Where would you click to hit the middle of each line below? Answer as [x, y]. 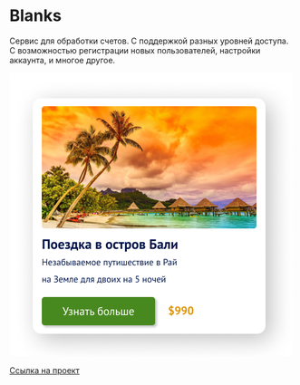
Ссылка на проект [44, 370]
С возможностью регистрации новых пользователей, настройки [135, 50]
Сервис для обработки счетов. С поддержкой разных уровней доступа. [149, 41]
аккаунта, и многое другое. [63, 60]
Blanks [35, 16]
